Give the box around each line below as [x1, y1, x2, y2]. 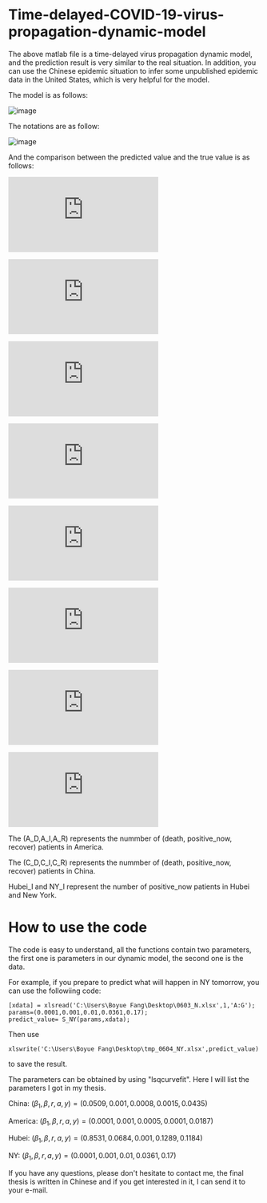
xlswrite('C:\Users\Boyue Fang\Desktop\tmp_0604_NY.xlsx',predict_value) [8, 1044, 260, 1053]
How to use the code [8, 918, 148, 937]
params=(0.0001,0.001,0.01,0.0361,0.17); [8, 1008, 149, 1016]
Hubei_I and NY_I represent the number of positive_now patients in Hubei [8, 882, 250, 891]
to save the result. [8, 1059, 68, 1068]
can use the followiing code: [8, 986, 102, 995]
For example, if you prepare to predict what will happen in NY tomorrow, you [8, 977, 260, 987]
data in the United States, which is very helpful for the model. [8, 75, 210, 84]
